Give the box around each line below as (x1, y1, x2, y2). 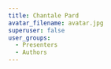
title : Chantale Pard (8, 11, 80, 20)
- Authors (15, 48, 47, 56)
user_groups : (8, 33, 51, 42)
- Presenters (15, 41, 58, 49)
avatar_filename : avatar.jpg (8, 19, 104, 27)
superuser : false (8, 26, 65, 34)
